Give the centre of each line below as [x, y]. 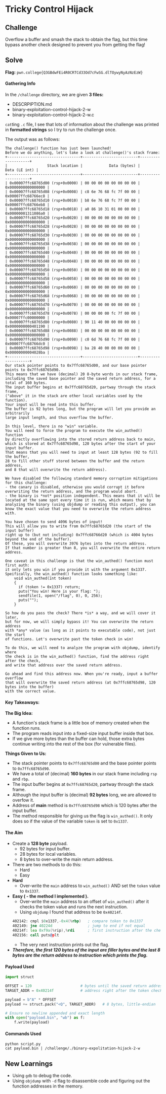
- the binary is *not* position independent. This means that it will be [83, 496]
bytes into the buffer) [30, 687]
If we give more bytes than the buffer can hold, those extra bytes [78, 739]
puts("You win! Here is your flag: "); [59, 592]
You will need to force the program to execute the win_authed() [74, 431]
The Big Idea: [19, 713]
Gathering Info [20, 83]
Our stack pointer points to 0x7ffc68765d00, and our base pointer [76, 366]
